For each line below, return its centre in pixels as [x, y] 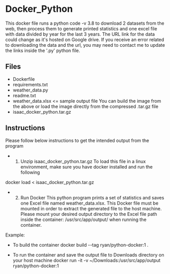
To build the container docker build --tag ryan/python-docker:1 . [81, 245]
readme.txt [24, 95]
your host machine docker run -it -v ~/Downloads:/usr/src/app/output [87, 260]
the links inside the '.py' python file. [43, 50]
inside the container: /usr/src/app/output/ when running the [83, 220]
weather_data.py [30, 90]
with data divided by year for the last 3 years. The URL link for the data [80, 34]
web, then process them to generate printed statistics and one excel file [81, 28]
